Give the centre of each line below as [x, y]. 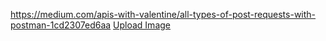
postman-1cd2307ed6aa [61, 25]
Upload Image [142, 25]
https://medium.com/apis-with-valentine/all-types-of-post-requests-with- [163, 14]
